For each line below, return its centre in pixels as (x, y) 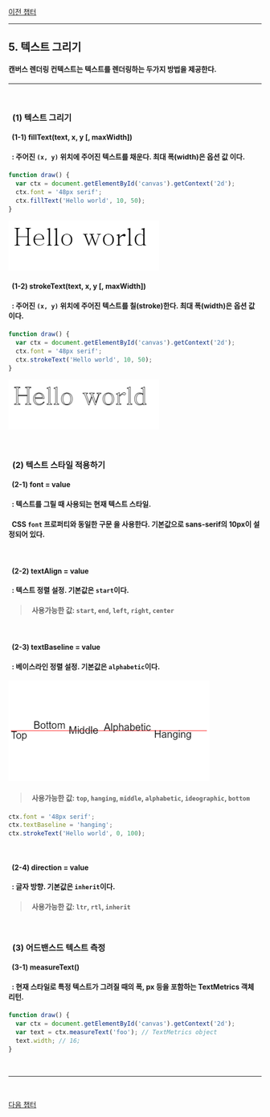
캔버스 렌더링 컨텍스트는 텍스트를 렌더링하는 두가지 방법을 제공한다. (112, 69)
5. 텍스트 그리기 (45, 47)
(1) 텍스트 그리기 (42, 118)
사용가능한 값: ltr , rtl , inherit (81, 906)
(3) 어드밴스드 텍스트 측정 (59, 947)
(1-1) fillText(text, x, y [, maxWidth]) (72, 137)
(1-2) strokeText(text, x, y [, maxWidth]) (79, 286)
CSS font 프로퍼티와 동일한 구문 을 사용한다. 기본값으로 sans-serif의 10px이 (131, 524)
